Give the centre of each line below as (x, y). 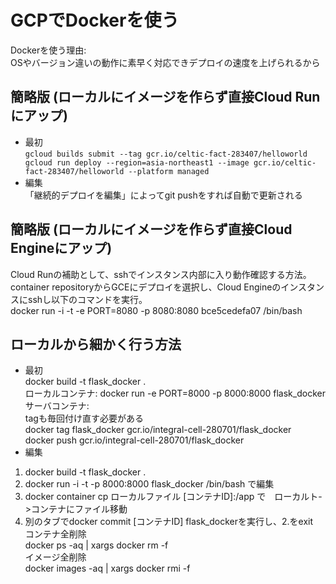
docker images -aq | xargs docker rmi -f (107, 568)
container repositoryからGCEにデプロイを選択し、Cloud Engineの (146, 287)
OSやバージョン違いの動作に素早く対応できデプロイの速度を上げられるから (165, 62)
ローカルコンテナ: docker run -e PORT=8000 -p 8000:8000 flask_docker (175, 393)
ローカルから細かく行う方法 (96, 344)
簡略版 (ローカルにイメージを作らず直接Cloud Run (165, 97)
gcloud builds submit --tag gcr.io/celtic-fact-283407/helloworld (166, 154)
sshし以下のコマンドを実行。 (87, 299)
